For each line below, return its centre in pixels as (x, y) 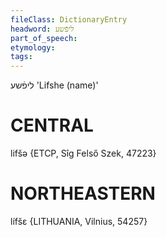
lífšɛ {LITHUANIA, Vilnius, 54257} (79, 221)
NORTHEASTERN (83, 193)
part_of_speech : (44, 38)
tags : (21, 57)
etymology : (33, 47)
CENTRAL (52, 125)
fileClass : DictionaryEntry (69, 19)
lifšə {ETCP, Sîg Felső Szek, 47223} (83, 153)
